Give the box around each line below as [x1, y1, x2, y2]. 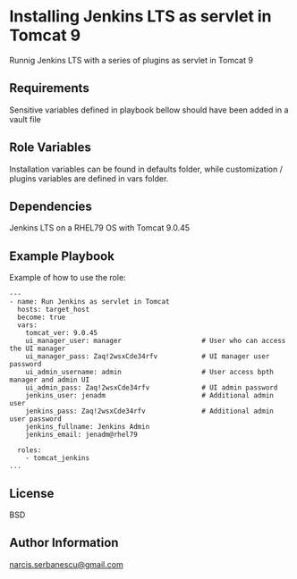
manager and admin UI [9, 375, 90, 385]
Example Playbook [9, 248, 115, 264]
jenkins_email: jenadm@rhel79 [25, 431, 139, 440]
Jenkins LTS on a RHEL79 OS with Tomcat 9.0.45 [9, 222, 191, 233]
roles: [17, 446, 42, 455]
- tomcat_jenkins [25, 454, 90, 463]
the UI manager [9, 344, 66, 354]
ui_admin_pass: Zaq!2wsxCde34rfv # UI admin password [25, 383, 278, 392]
